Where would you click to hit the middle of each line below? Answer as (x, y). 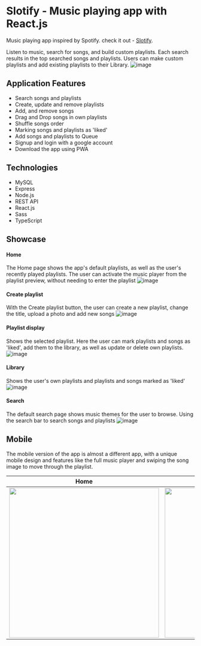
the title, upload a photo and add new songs (60, 314)
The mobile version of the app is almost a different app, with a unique (92, 454)
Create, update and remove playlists (60, 104)
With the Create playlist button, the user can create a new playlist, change (97, 307)
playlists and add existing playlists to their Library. (68, 65)
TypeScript (28, 221)
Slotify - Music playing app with (87, 11)
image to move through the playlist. (50, 466)
